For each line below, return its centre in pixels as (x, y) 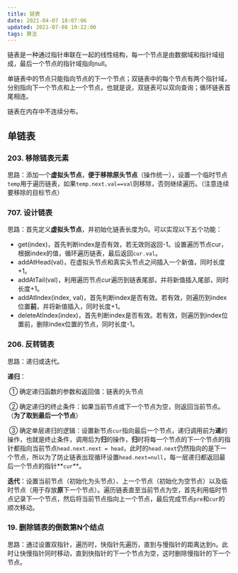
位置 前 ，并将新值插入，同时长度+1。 (70, 306)
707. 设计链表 (30, 212)
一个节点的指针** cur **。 (49, 466)
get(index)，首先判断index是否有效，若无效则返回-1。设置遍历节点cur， (123, 245)
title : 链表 (24, 14)
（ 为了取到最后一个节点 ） (45, 415)
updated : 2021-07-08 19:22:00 (52, 27)
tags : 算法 (22, 34)
